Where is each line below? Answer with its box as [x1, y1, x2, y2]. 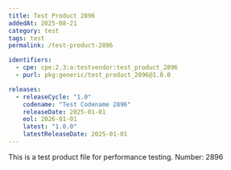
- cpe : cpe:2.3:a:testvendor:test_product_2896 [15, 63, 179, 72]
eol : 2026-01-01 [23, 115, 78, 123]
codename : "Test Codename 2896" [23, 100, 131, 108]
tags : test [8, 34, 45, 42]
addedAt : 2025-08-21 [8, 19, 78, 27]
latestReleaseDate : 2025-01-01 [23, 130, 128, 139]
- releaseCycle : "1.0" [15, 93, 92, 101]
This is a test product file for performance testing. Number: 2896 [8, 152, 224, 161]
